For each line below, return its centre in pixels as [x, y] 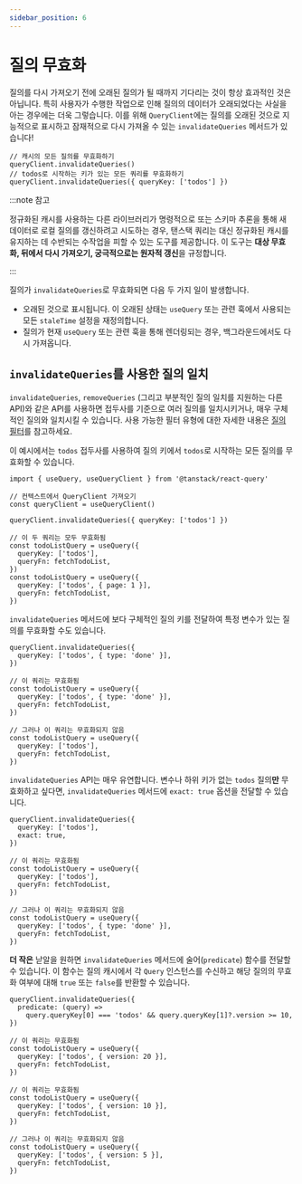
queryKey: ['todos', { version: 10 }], [93, 1106]
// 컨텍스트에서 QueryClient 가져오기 [73, 497]
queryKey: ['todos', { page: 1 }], [85, 586]
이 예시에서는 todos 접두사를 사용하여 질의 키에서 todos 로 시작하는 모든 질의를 [146, 451]
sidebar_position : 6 [48, 18]
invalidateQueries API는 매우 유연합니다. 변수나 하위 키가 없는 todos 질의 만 [144, 780]
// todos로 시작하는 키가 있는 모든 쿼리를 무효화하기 [97, 174]
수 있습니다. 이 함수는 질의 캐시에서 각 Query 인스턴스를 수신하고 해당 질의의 [142, 971]
